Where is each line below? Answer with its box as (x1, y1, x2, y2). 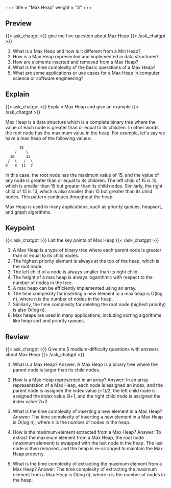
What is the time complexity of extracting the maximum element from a (12, 461, 162, 467)
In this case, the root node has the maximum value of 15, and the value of (5, 172, 159, 178)
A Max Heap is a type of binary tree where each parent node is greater (12, 247, 162, 253)
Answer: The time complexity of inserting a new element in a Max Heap (12, 414, 163, 420)
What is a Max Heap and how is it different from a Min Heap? (12, 48, 141, 54)
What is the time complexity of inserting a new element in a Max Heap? (12, 408, 162, 414)
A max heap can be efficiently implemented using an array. (12, 285, 137, 291)
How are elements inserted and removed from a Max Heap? (12, 59, 139, 65)
